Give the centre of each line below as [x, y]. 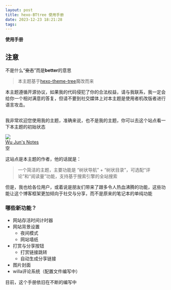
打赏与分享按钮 [28, 246]
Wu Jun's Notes [22, 142]
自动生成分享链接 [38, 258]
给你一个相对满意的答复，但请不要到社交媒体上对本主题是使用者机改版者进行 [85, 99]
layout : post [19, 10]
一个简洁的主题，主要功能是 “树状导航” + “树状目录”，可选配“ [82, 170]
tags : [11, 24]
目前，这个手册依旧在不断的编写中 [41, 282]
